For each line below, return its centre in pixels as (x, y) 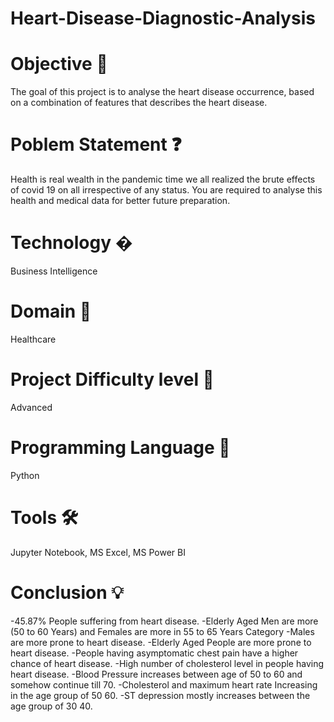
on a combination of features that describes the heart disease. (139, 103)
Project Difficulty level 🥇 (112, 379)
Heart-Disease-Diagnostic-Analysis (163, 18)
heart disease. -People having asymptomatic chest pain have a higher (154, 653)
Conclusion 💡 (67, 592)
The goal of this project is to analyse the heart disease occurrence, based (162, 92)
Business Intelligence (54, 271)
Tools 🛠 (44, 518)
